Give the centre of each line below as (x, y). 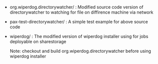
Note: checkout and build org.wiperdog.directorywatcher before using (80, 51)
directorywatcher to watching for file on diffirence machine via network (81, 12)
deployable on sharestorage (38, 42)
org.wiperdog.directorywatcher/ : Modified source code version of (76, 7)
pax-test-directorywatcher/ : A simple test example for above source (79, 22)
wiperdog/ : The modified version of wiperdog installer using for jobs (79, 36)
